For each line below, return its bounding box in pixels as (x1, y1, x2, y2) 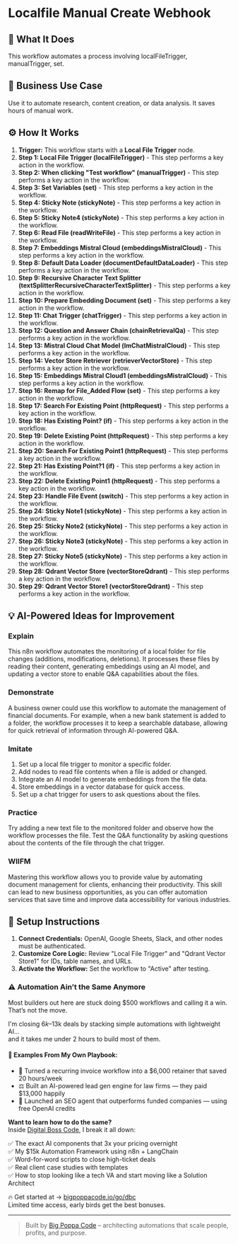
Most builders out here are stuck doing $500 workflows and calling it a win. (8, 998, 228, 1007)
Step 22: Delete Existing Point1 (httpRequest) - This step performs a (18, 477, 220, 485)
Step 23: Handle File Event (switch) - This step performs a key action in (18, 491, 229, 500)
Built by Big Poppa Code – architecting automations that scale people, (25, 1221, 229, 1229)
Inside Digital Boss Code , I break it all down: (8, 1125, 136, 1134)
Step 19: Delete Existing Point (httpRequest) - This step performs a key (18, 431, 229, 440)
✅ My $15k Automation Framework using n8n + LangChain (8, 1147, 179, 1155)
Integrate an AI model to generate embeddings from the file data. (18, 775, 208, 783)
